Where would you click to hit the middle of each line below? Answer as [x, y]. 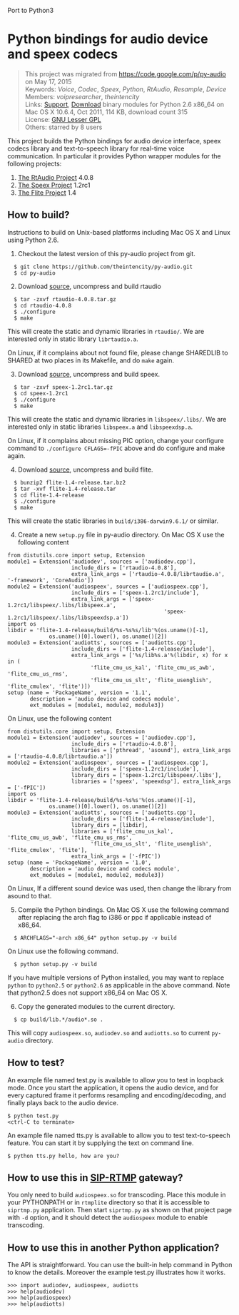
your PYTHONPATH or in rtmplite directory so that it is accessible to [109, 1202]
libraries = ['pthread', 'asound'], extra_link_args [151, 750]
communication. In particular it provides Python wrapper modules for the [114, 156]
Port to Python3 [31, 10]
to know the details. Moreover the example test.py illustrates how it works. [117, 1272]
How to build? [39, 215]
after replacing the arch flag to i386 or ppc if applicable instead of [115, 917]
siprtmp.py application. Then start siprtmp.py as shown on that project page [119, 1210]
